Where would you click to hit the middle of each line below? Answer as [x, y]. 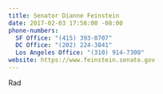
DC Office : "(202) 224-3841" [64, 45]
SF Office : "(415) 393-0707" [64, 38]
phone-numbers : [34, 30]
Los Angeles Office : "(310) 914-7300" [80, 53]
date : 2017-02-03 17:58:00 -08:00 [66, 23]
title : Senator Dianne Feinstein [64, 16]
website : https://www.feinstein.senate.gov [82, 61]
